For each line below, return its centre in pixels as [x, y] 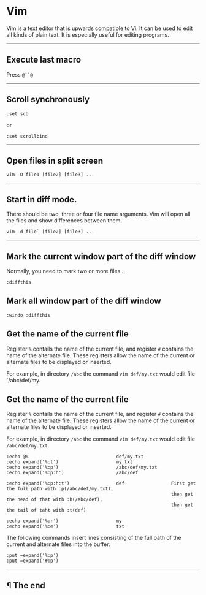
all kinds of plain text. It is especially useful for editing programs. [88, 34]
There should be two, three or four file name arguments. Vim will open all [98, 214]
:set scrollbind [27, 136]
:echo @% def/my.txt [75, 457]
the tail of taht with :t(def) [46, 510]
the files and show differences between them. [64, 221]
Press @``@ [20, 74]
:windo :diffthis [29, 315]
